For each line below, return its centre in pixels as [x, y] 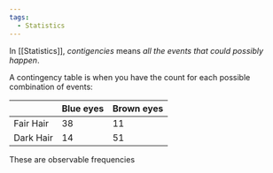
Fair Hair [31, 123]
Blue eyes [83, 109]
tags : [19, 17]
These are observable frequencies [72, 159]
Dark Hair [33, 138]
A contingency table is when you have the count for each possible [130, 77]
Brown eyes [138, 109]
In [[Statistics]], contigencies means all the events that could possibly [136, 50]
